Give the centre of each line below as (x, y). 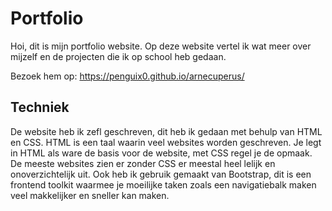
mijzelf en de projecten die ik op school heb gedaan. (118, 56)
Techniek (40, 107)
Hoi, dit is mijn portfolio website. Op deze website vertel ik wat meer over (161, 46)
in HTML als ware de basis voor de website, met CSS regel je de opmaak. (161, 153)
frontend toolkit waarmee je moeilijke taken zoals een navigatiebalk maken (163, 184)
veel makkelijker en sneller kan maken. (90, 195)
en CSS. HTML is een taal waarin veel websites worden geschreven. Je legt (166, 142)
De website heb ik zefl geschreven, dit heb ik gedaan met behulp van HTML (166, 131)
